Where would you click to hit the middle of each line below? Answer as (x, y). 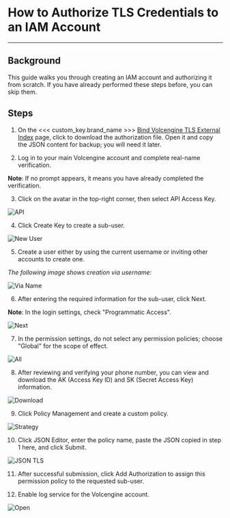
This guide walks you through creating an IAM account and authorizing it (110, 77)
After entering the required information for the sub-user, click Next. (112, 298)
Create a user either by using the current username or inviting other (113, 252)
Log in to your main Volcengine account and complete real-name (109, 157)
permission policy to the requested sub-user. (81, 481)
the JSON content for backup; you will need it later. (89, 144)
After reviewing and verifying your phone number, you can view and (113, 372)
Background (34, 61)
